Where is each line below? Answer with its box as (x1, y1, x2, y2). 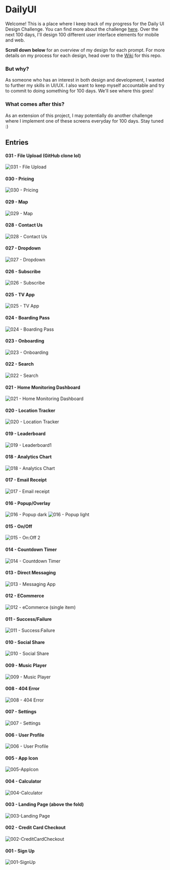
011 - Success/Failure (5, 616, 52, 622)
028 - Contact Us (5, 222, 43, 228)
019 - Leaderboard (5, 430, 46, 437)
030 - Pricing (5, 176, 34, 182)
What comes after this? (5, 101, 65, 108)
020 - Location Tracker (5, 407, 55, 413)
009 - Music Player (5, 662, 47, 668)
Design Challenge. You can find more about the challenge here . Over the (5, 26, 159, 32)
